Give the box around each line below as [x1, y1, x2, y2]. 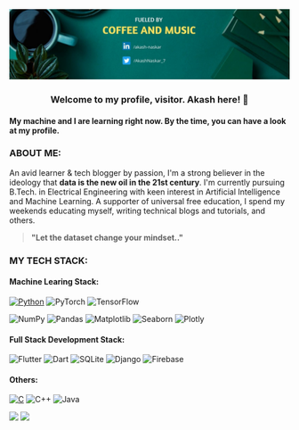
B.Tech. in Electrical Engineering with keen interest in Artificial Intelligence [9, 186, 280, 197]
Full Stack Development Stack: [9, 334, 125, 344]
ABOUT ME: [9, 147, 62, 160]
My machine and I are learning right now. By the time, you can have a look [9, 115, 287, 126]
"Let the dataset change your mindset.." [30, 232, 184, 243]
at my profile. [9, 125, 60, 136]
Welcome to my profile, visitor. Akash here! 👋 [50, 93, 249, 105]
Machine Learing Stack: [9, 277, 100, 287]
